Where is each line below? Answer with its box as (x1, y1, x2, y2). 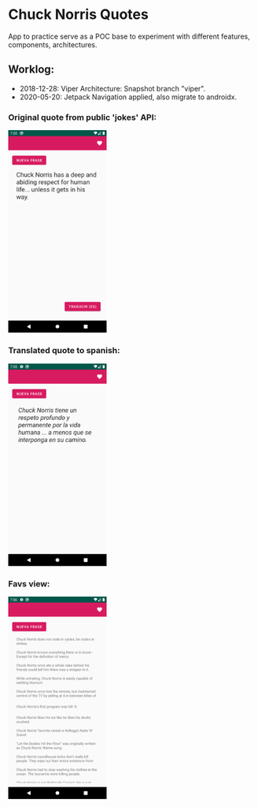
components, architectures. (8, 39, 98, 49)
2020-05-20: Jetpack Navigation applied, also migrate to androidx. (19, 92, 238, 102)
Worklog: (8, 63, 55, 76)
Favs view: (8, 578, 50, 589)
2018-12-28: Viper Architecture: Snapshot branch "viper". (19, 84, 206, 93)
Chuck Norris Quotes (8, 6, 149, 24)
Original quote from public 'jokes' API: (8, 112, 157, 123)
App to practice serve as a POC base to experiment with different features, (8, 32, 250, 41)
